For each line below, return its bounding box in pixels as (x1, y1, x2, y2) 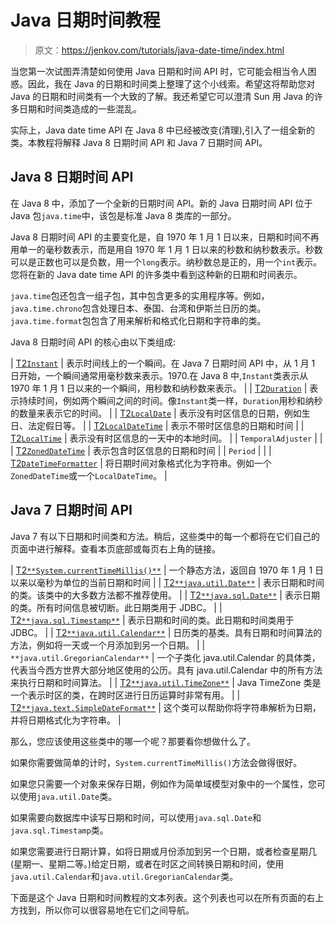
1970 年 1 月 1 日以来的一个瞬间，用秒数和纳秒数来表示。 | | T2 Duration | (10, 382, 308, 394)
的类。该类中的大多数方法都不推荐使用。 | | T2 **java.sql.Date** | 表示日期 (10, 589, 320, 601)
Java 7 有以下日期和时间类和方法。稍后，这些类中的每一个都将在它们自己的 (10, 530, 321, 542)
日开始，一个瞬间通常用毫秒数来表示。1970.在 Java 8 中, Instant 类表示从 (10, 369, 309, 381)
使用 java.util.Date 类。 (18, 790, 118, 802)
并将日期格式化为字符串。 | (10, 714, 122, 726)
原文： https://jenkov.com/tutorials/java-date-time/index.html (34, 44, 285, 56)
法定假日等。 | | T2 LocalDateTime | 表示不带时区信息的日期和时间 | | (27, 419, 305, 431)
